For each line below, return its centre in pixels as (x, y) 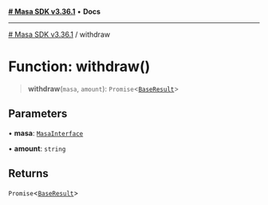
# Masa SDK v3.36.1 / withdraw (59, 34)
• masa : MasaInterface (46, 133)
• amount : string (37, 148)
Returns (29, 173)
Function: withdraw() (79, 67)
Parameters (38, 114)
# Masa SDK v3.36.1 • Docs (55, 12)
